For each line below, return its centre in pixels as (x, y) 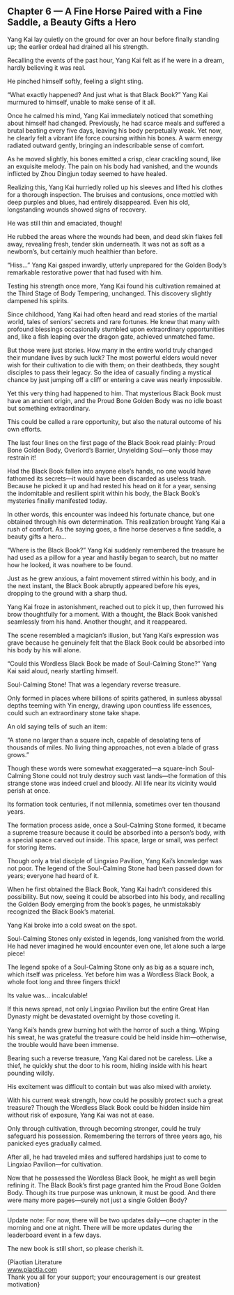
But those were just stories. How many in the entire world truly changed (110, 350)
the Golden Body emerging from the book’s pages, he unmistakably (104, 904)
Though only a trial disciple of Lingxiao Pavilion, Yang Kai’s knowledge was (115, 861)
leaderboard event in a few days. (54, 1235)
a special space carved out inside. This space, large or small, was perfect (112, 840)
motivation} (24, 1284)
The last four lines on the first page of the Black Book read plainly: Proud (111, 442)
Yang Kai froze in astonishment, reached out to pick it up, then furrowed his (116, 606)
